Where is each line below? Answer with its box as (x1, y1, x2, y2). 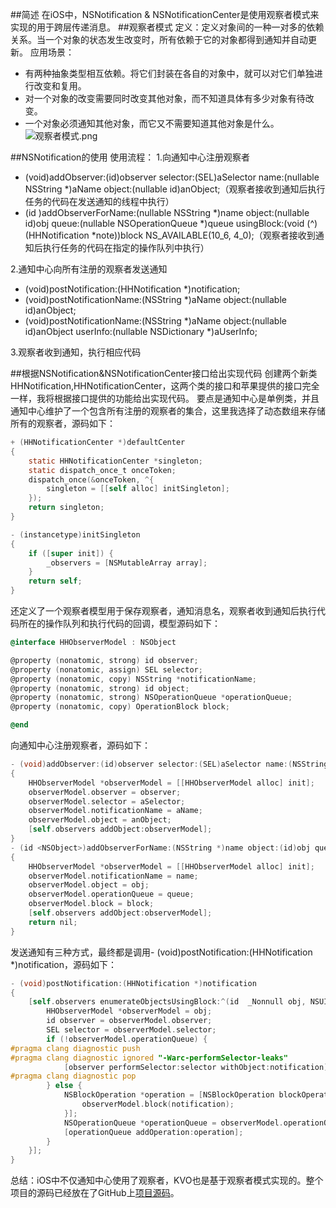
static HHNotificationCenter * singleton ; (28, 456, 203, 466)
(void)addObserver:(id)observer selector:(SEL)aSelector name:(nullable (24, 171, 320, 183)
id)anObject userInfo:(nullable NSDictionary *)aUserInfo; (24, 326, 258, 337)
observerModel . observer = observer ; (28, 787, 182, 797)
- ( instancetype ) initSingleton (10, 529, 141, 540)
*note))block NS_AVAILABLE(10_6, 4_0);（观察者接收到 (91, 229, 316, 241)
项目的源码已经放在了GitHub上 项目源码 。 (10, 1187, 180, 1199)
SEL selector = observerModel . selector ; (46, 1025, 217, 1035)
